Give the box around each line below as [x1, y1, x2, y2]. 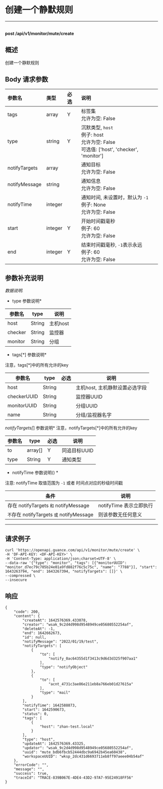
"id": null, [22, 635, 47, 640]
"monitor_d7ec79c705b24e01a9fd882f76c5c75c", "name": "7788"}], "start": [5, 565, 158, 570]
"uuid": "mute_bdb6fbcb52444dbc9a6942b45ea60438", [22, 750, 127, 754]
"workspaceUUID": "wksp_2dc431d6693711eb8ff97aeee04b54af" [22, 754, 145, 759]
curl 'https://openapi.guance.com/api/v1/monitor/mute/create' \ [5, 548, 140, 553]
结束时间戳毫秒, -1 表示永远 [81, 241, 143, 248]
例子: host [81, 131, 104, 138]
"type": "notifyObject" [39, 665, 88, 669]
